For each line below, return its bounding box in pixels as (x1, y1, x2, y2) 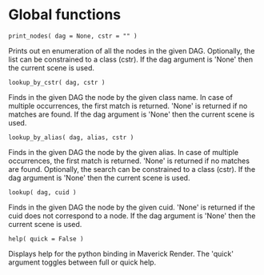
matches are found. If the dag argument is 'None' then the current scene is (8, 110, 255, 119)
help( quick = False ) (8, 234, 84, 243)
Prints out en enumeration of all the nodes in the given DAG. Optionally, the (8, 46, 255, 55)
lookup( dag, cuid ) (8, 188, 78, 197)
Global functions (8, 6, 122, 24)
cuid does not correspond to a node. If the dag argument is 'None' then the (8, 210, 256, 221)
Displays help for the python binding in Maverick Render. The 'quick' (8, 249, 234, 258)
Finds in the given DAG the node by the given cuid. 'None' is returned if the (8, 202, 256, 212)
